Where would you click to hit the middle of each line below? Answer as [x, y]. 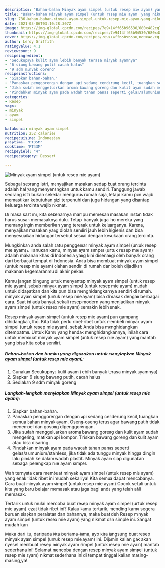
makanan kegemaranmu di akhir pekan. [45, 271]
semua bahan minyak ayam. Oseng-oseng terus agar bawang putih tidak [86, 422]
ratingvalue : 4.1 [23, 46]
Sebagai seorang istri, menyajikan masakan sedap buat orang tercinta [76, 184]
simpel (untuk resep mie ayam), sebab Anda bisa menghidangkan [71, 327]
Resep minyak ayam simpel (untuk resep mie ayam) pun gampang [72, 317]
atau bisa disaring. [31, 442]
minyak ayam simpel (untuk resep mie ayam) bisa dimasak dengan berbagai [82, 296]
